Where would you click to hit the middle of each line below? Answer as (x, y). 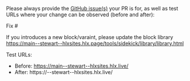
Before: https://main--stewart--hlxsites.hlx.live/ (71, 66)
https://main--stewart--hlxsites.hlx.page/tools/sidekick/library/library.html (95, 43)
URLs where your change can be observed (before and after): (80, 15)
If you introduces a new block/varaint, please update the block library (90, 37)
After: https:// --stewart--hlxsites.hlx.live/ (63, 72)
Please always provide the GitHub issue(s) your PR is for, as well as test (92, 8)
